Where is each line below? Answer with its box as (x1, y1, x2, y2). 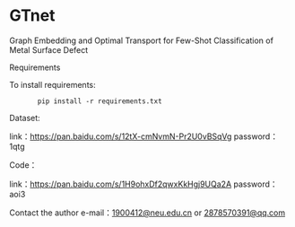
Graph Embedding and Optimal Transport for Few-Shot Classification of (9, 35, 273, 46)
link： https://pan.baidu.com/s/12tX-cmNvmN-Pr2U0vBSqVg (9, 131, 232, 142)
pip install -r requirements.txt (37, 96, 163, 106)
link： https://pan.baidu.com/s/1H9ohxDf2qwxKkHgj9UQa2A (9, 179, 232, 189)
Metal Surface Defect (9, 44, 89, 55)
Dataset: (9, 112, 40, 123)
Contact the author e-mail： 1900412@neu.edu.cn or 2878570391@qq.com (9, 207, 285, 218)
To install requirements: (9, 79, 96, 90)
